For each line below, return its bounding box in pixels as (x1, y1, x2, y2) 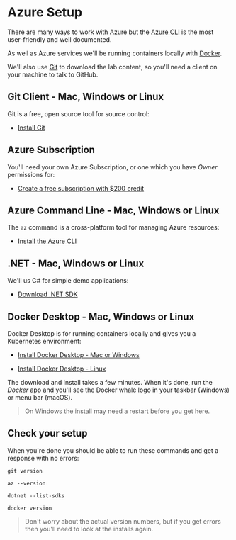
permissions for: (7, 170, 55, 179)
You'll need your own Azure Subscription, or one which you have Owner (7, 162, 218, 171)
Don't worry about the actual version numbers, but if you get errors (24, 517, 221, 525)
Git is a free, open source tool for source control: (7, 109, 150, 118)
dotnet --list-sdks (7, 492, 65, 500)
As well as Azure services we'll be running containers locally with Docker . (7, 49, 223, 57)
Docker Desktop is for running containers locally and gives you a (7, 330, 196, 337)
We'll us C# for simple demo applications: (7, 276, 129, 285)
